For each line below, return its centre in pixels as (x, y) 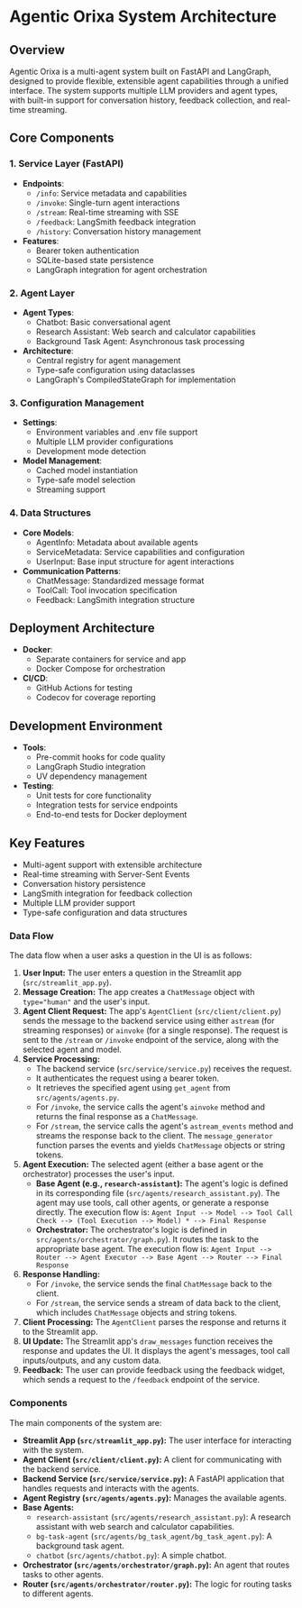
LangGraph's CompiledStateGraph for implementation (136, 379)
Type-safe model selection (86, 480)
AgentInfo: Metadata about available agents (117, 542)
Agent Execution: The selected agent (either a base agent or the (143, 1165)
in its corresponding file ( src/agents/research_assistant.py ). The (158, 1193)
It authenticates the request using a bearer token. (127, 1078)
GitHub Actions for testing (84, 688)
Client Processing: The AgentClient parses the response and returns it (154, 1322)
